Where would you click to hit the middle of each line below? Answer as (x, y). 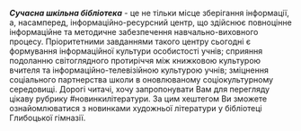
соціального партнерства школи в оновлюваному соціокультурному (142, 79)
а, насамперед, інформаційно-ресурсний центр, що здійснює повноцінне (150, 22)
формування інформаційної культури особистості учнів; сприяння (136, 51)
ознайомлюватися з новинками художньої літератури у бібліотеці (136, 108)
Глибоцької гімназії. (48, 118)
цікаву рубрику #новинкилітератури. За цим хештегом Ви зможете (138, 99)
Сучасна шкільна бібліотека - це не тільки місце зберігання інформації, (150, 13)
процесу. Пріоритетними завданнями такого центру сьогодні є (130, 41)
